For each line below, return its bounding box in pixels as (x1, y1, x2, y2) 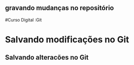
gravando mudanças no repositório (5, 4, 114, 12)
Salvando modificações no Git (5, 34, 129, 45)
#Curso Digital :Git (5, 17, 42, 22)
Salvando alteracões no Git (5, 53, 89, 62)
